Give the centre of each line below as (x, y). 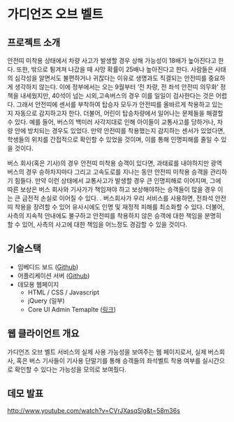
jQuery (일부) (46, 300)
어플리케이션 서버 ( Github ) (53, 275)
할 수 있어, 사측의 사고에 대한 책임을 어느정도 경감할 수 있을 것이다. (97, 224)
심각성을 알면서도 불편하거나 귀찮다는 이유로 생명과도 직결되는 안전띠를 (111, 78)
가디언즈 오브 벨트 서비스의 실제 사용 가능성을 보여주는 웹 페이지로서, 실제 (107, 352)
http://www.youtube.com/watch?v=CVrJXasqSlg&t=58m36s (94, 411)
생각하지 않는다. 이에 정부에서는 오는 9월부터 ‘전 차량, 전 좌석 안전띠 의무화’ (116, 87)
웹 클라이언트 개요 (43, 334)
